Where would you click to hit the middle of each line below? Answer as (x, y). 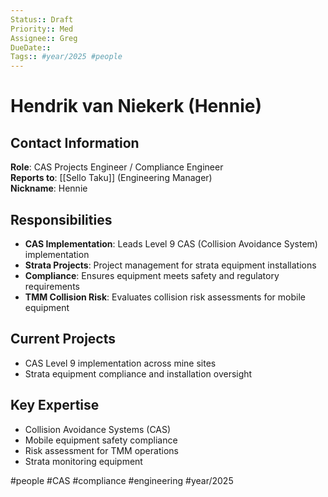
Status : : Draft (42, 19)
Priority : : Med (42, 29)
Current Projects (63, 339)
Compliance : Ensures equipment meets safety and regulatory (152, 275)
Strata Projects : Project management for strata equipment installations (170, 265)
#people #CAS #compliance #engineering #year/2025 (122, 480)
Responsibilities (61, 219)
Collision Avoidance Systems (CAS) (98, 429)
